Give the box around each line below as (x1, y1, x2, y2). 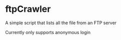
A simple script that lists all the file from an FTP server (5, 20, 116, 26)
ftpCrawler (5, 3, 51, 15)
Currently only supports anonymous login (5, 29, 91, 35)
